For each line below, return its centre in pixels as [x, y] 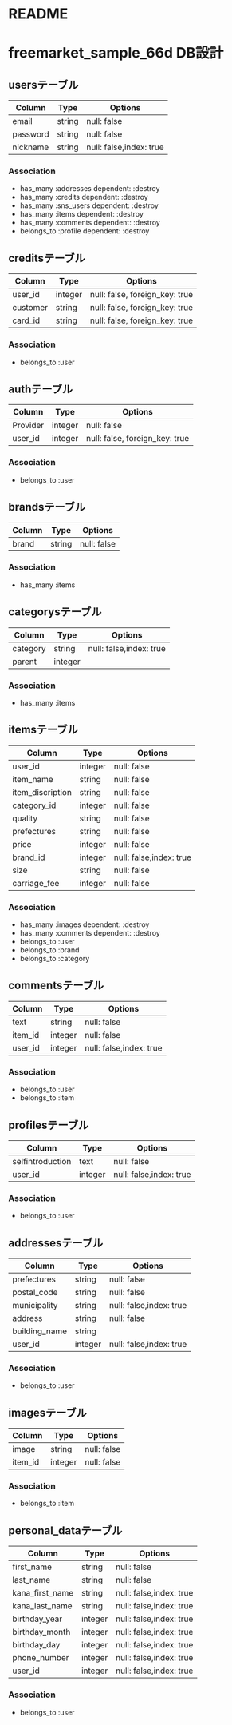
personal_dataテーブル [65, 1530]
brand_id [29, 857]
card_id [26, 320]
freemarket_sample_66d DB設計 [116, 53]
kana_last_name [43, 1606]
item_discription [42, 792]
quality [25, 818]
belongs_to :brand [49, 950]
